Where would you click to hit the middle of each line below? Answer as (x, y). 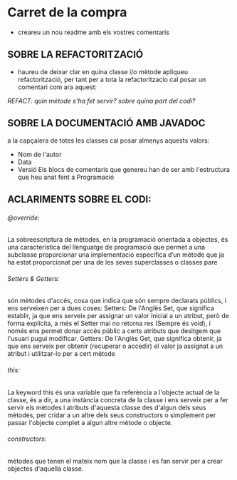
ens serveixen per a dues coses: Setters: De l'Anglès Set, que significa (111, 308)
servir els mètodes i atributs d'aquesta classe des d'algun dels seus (107, 407)
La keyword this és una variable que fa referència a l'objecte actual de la (114, 392)
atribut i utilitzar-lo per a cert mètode (61, 354)
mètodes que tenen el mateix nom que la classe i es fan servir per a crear (115, 461)
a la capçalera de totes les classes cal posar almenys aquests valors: (109, 141)
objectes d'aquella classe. (46, 469)
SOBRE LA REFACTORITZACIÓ (75, 55)
